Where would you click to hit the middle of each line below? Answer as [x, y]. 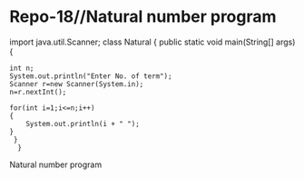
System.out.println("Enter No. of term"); [91, 76]
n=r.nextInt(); [38, 92]
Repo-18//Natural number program [143, 17]
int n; [22, 68]
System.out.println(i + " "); [83, 124]
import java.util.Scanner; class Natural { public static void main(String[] [142, 42]
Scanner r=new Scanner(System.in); [77, 84]
